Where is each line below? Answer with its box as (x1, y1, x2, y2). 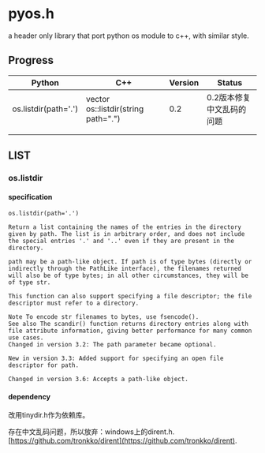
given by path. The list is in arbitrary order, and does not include (8, 230, 245, 238)
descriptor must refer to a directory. (8, 299, 140, 308)
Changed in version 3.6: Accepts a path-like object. (8, 376, 189, 384)
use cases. (8, 334, 44, 342)
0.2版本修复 (206, 92, 251, 103)
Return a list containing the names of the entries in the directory (8, 223, 242, 231)
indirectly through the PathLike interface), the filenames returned (8, 265, 242, 273)
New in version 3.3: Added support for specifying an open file (8, 354, 224, 363)
